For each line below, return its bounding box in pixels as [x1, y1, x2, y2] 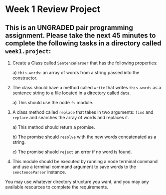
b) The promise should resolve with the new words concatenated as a [12, 134, 157, 140]
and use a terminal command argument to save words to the [12, 164, 136, 170]
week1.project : [5, 46, 51, 55]
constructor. [12, 75, 38, 81]
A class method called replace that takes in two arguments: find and [12, 109, 154, 115]
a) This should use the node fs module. [12, 100, 94, 105]
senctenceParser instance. [12, 169, 66, 175]
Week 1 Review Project [5, 3, 101, 15]
